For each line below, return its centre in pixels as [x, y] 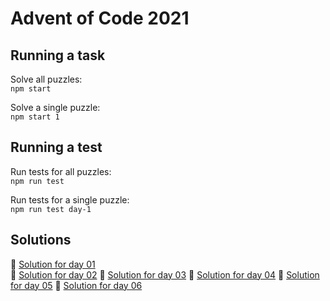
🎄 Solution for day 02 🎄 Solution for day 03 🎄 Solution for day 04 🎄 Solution [165, 274]
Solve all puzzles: [46, 79]
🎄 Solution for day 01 [53, 264]
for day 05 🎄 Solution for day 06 [76, 285]
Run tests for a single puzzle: [70, 199]
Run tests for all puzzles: [61, 171]
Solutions [41, 240]
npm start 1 [35, 117]
